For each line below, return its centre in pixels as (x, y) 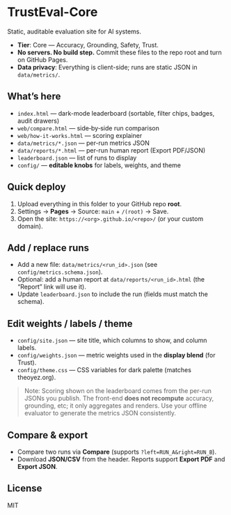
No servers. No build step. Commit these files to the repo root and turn (119, 52)
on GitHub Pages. (42, 59)
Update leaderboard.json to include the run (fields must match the (113, 294)
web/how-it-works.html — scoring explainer (80, 135)
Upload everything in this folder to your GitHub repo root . (99, 203)
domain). (30, 226)
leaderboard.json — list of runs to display (77, 157)
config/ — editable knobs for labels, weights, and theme (99, 165)
